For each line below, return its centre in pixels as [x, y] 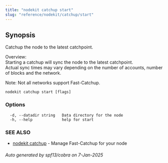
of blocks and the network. [33, 73]
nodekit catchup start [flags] [38, 92]
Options [15, 105]
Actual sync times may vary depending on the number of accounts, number [84, 68]
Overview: [16, 57]
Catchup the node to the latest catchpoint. [49, 47]
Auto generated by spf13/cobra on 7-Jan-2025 [54, 155]
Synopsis [20, 35]
